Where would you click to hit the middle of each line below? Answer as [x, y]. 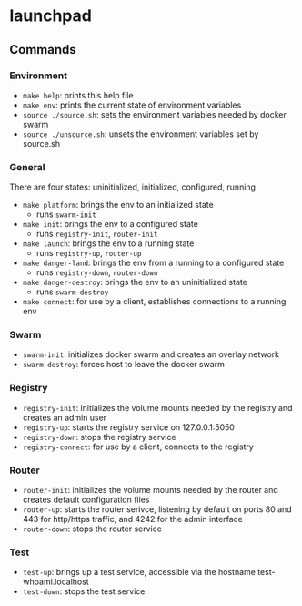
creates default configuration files [86, 500]
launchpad [51, 16]
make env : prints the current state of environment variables [132, 105]
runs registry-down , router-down [97, 272]
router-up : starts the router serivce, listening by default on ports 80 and [157, 509]
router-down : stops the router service [92, 529]
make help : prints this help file [78, 95]
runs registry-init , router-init [97, 234]
